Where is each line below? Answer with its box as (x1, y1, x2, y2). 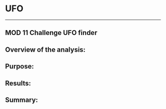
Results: (5, 79, 31, 87)
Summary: (5, 96, 38, 104)
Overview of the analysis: (5, 45, 85, 54)
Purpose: (5, 62, 34, 71)
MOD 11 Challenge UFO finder (5, 29, 97, 37)
